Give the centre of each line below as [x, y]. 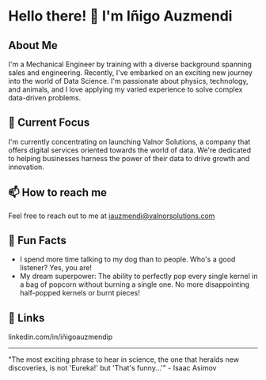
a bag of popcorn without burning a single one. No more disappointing [135, 284]
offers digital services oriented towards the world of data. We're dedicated [130, 150]
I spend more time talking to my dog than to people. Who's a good [127, 259]
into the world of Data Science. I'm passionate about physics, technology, [128, 81]
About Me [33, 45]
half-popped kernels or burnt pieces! [80, 293]
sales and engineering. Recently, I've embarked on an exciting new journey [131, 73]
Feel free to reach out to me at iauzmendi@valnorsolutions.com [112, 216]
